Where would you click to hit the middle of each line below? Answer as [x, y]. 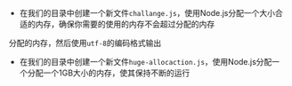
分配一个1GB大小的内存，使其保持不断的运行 [109, 73]
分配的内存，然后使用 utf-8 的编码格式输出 [85, 43]
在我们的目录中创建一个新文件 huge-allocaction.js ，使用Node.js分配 [146, 62]
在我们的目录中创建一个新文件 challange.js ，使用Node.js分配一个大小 [147, 13]
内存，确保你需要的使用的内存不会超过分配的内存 [125, 24]
